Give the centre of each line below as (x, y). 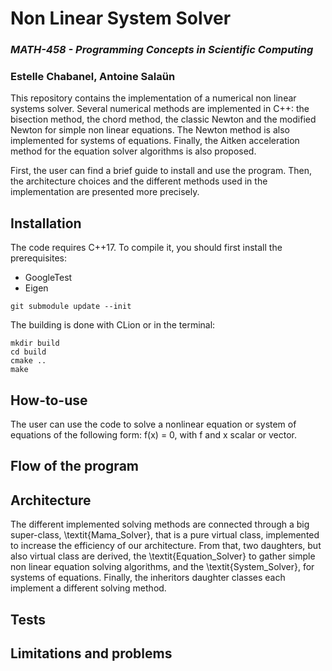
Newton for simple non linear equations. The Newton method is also (150, 130)
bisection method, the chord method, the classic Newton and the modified (163, 119)
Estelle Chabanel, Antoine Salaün (93, 77)
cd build (28, 352)
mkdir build (35, 343)
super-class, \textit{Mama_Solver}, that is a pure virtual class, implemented (165, 535)
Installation (46, 223)
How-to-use (49, 400)
